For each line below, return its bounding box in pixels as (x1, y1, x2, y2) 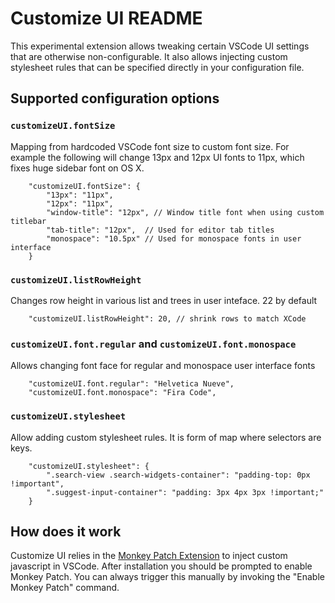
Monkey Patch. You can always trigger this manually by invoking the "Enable (10, 571, 325, 583)
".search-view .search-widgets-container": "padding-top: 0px (46, 470, 311, 480)
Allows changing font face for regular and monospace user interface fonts (10, 360, 316, 372)
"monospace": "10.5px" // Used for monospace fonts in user (46, 233, 302, 244)
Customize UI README (10, 7, 203, 30)
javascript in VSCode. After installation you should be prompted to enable (10, 560, 313, 572)
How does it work (10, 523, 122, 540)
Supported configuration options (10, 90, 220, 107)
